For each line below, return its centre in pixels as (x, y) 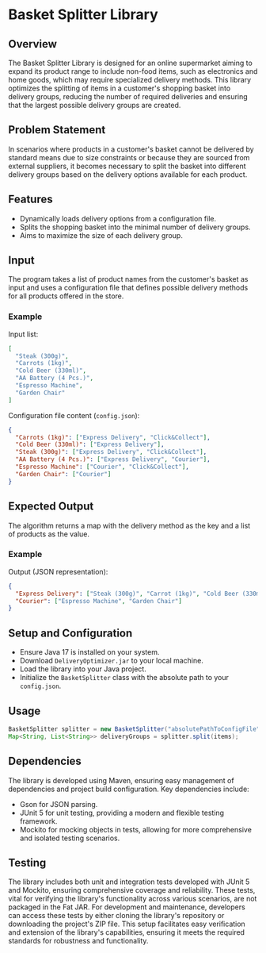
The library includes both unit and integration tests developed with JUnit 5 (129, 882)
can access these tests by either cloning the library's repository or (116, 916)
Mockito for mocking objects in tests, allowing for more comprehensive (135, 829)
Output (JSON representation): (58, 571)
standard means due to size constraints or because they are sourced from (129, 157)
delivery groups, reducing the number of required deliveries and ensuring (128, 96)
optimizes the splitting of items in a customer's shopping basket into (120, 88)
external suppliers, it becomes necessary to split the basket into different (127, 166)
